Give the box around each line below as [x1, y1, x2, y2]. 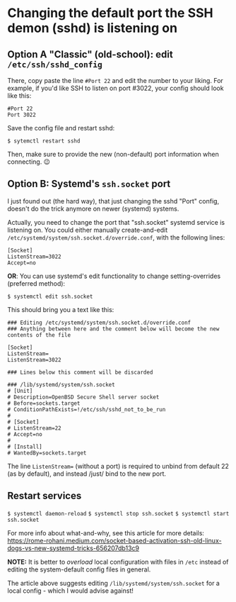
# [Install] [7, 443, 42, 450]
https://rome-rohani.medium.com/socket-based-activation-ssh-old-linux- [7, 536, 222, 545]
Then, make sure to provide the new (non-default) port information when [7, 150, 219, 158]
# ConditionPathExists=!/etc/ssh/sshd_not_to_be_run [7, 406, 166, 413]
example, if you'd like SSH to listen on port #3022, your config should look [7, 84, 224, 92]
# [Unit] [7, 387, 33, 394]
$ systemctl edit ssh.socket [7, 293, 93, 300]
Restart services [7, 490, 82, 502]
